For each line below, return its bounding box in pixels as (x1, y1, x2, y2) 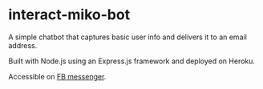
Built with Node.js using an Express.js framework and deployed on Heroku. (8, 56, 255, 66)
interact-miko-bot (8, 6, 131, 24)
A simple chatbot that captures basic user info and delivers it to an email (8, 32, 247, 42)
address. (8, 40, 38, 50)
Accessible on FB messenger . (8, 71, 107, 81)
